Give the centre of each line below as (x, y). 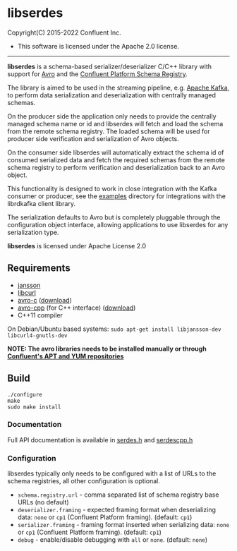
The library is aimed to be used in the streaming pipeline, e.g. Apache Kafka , (119, 87)
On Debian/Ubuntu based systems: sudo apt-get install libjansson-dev (114, 329)
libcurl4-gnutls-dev (38, 335)
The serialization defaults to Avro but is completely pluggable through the (114, 217)
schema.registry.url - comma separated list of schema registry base (118, 495)
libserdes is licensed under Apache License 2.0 (77, 246)
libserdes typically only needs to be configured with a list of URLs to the (112, 473)
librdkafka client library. (42, 203)
